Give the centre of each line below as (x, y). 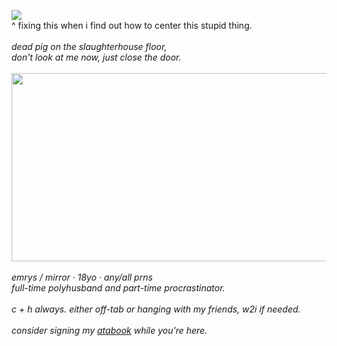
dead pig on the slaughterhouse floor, (89, 46)
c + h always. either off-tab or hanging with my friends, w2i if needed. (156, 309)
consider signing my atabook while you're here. (109, 330)
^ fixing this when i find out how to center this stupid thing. (132, 25)
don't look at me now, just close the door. (96, 57)
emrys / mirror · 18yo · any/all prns (82, 277)
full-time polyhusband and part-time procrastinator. (118, 287)
